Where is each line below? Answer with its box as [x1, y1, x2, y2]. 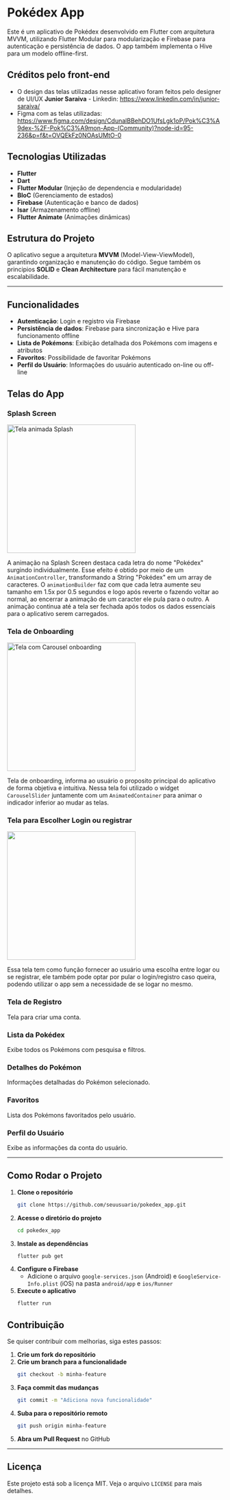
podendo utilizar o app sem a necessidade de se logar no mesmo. [7, 980, 194, 988]
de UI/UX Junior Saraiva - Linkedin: [16, 95, 118, 103]
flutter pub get [16, 1253, 64, 1259]
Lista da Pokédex [7, 1030, 65, 1040]
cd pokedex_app [16, 1227, 61, 1234]
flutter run [16, 1300, 51, 1307]
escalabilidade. [7, 273, 50, 281]
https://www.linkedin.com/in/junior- [119, 95, 220, 103]
